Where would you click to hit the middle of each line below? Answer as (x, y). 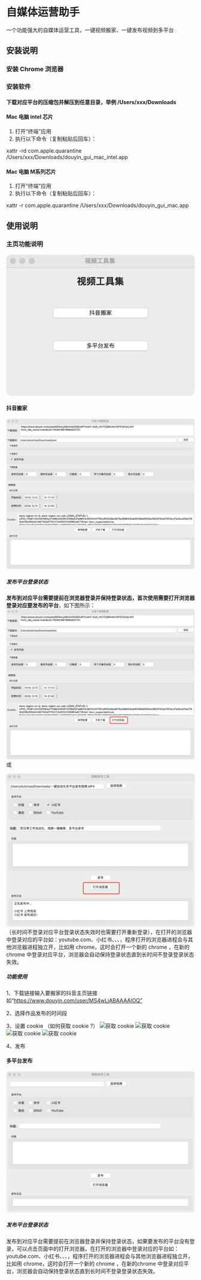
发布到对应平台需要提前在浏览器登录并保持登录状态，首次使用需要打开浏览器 (100, 598)
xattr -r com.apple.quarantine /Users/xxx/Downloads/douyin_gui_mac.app (98, 205)
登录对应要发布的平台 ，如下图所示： (51, 605)
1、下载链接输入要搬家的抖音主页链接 (52, 993)
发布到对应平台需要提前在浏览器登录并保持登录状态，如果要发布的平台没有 (98, 1241)
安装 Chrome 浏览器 (35, 69)
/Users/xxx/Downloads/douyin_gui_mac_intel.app (67, 157)
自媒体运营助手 (43, 12)
